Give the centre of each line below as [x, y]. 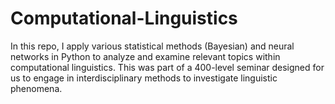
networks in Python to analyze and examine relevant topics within [145, 56]
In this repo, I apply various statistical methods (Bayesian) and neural [152, 46]
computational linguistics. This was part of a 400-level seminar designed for [167, 67]
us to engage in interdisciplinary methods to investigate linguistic [144, 78]
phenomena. [36, 88]
